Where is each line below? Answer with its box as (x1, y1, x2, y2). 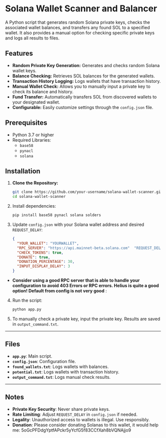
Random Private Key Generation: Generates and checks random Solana (12, 62, 160, 68)
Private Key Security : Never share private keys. (12, 406, 110, 412)
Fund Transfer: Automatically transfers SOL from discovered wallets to (12, 94, 157, 100)
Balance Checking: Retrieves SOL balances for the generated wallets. (12, 73, 155, 79)
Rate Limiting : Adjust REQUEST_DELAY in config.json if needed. (12, 411, 138, 417)
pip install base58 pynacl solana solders (12, 213, 101, 218)
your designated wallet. (12, 99, 60, 105)
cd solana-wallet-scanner (12, 194, 66, 199)
